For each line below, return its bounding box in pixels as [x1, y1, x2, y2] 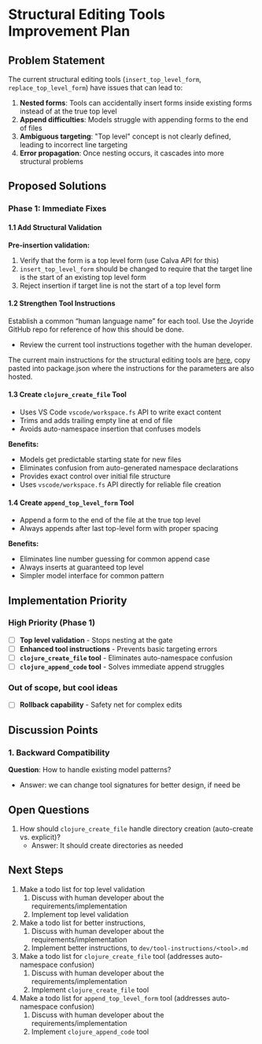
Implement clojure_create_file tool [31, 985, 149, 994]
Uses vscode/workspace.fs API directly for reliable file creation [19, 479, 222, 489]
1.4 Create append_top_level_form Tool [8, 498, 135, 507]
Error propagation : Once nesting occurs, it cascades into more [19, 148, 224, 158]
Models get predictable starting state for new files [19, 455, 182, 464]
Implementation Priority [8, 593, 127, 607]
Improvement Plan [8, 22, 131, 40]
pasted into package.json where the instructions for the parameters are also [8, 363, 254, 373]
